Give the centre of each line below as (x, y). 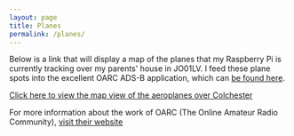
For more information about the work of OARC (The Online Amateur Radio (143, 113)
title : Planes (36, 26)
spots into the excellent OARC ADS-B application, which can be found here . (147, 78)
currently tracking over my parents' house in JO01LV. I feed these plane (140, 68)
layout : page (33, 17)
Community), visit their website (66, 122)
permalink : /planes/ (48, 34)
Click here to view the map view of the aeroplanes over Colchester (131, 95)
